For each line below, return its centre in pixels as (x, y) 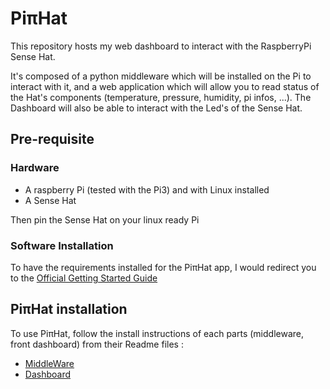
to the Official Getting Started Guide (84, 278)
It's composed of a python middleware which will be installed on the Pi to (161, 76)
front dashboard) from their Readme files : (97, 344)
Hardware (35, 168)
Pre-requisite (52, 139)
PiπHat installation (69, 309)
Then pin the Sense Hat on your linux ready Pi (105, 219)
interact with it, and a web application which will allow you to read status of (165, 86)
